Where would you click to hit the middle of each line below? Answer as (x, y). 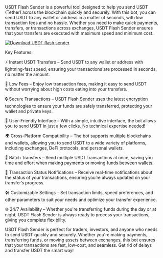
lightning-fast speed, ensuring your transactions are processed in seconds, (81, 69)
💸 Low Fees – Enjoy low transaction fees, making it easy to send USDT (76, 84)
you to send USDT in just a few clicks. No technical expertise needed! (75, 126)
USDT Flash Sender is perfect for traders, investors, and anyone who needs (81, 229)
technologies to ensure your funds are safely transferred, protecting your (79, 106)
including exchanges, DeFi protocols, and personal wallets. (64, 148)
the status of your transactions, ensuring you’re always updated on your (78, 177)
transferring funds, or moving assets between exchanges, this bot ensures (80, 240)
